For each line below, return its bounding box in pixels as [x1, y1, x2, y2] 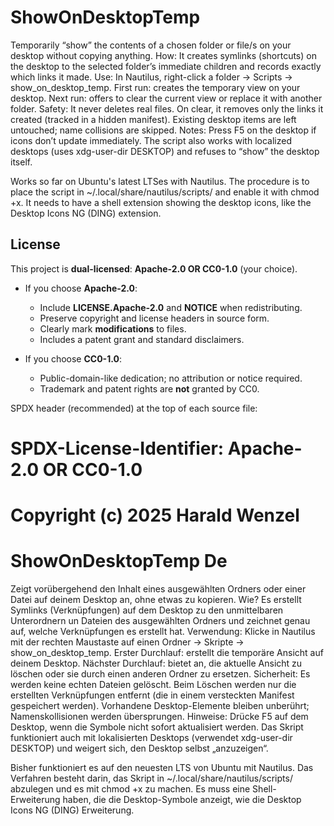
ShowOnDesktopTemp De [10, 550, 228, 573]
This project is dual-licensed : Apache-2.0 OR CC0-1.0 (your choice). [10, 262, 298, 275]
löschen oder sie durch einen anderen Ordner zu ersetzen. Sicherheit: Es [10, 668, 311, 680]
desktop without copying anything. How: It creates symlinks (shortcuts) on [10, 49, 317, 61]
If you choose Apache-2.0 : [24, 282, 138, 294]
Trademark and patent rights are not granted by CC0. [39, 382, 260, 395]
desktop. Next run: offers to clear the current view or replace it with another [10, 92, 323, 104]
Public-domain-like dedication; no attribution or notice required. [39, 372, 303, 384]
